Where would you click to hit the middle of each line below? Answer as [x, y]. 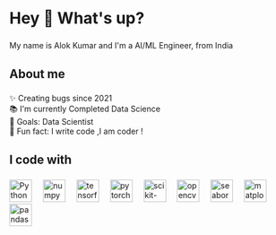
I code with [41, 159]
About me [37, 74]
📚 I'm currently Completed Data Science [85, 109]
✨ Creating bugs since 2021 [61, 99]
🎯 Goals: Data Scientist [52, 122]
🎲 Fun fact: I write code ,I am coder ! [76, 131]
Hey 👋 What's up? [77, 18]
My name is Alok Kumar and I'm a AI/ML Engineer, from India [121, 46]
